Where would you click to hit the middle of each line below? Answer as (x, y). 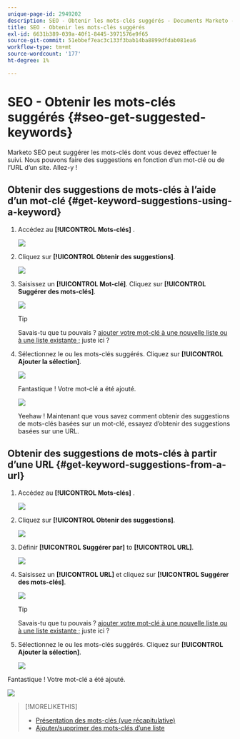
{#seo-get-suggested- (137, 117)
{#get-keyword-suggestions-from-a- (141, 464)
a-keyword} (35, 212)
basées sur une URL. (49, 431)
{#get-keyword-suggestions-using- (150, 201)
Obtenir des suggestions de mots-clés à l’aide (112, 190)
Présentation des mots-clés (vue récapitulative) (105, 720)
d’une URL (31, 464)
